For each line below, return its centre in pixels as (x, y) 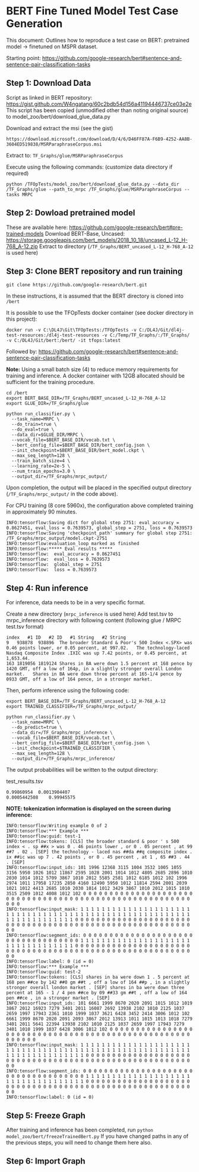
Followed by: (22, 352)
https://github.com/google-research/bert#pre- (126, 227)
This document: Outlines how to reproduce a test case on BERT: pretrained (98, 40)
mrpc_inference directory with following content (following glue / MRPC (94, 620)
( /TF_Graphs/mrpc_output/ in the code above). (62, 494)
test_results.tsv (25, 781)
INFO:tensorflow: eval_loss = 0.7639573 (58, 559)
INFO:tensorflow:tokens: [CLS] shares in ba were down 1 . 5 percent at (98, 977)
